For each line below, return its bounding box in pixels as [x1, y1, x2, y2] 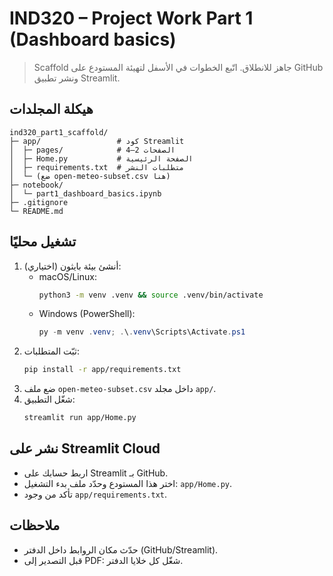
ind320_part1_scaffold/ [9, 127, 109, 137]
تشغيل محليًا [9, 233, 77, 251]
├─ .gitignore [9, 197, 69, 207]
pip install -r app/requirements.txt [23, 365, 182, 375]
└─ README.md [9, 206, 64, 216]
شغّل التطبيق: [23, 393, 76, 406]
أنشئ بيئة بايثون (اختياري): [23, 260, 122, 272]
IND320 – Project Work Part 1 [9, 7, 254, 30]
